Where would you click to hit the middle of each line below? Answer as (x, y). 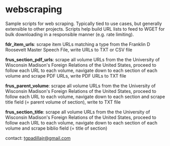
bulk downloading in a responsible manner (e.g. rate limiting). (70, 34)
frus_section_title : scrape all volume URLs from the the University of (78, 112)
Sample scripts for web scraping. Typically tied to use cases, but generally (84, 23)
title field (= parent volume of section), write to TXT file (63, 102)
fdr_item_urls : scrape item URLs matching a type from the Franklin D (78, 44)
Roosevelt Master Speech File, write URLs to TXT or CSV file (69, 50)
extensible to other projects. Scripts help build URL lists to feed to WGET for (85, 29)
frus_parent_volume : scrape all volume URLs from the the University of (80, 86)
